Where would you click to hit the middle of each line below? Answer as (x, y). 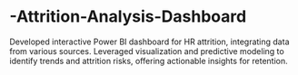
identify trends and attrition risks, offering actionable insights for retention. (149, 61)
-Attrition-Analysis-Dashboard (128, 17)
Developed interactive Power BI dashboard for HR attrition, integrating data (149, 42)
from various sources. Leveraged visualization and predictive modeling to (147, 51)
